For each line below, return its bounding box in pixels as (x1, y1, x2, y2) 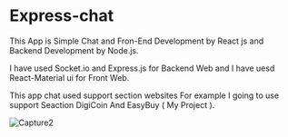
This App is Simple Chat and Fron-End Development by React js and (9, 35, 264, 46)
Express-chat (9, 5, 114, 26)
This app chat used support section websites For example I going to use (9, 90, 280, 101)
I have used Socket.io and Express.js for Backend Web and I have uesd (9, 63, 275, 73)
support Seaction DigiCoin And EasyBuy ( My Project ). (9, 99, 215, 110)
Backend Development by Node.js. (9, 44, 139, 55)
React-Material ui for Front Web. (9, 72, 130, 83)
